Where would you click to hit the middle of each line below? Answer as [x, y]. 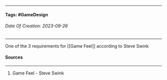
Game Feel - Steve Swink [38, 73]
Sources [14, 57]
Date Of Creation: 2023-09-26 [37, 26]
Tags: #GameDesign [27, 14]
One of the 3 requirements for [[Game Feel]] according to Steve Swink [77, 46]
